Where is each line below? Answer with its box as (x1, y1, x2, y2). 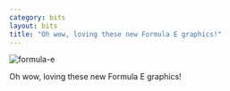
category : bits (9, 12, 66, 22)
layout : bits (9, 21, 58, 30)
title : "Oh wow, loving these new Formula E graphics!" (9, 29, 222, 38)
